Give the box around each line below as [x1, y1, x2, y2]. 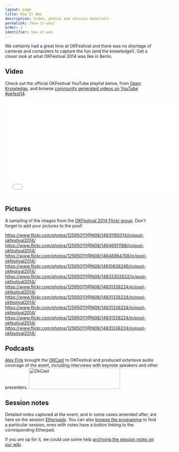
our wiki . [5, 442, 22, 448]
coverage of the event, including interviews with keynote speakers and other [5, 363, 158, 368]
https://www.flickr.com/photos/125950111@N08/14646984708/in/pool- [5, 253, 147, 259]
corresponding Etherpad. [5, 427, 55, 433]
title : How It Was [5, 12, 42, 17]
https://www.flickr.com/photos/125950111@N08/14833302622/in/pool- [5, 273, 147, 279]
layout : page [5, 7, 32, 12]
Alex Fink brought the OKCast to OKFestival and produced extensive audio [5, 357, 154, 363]
